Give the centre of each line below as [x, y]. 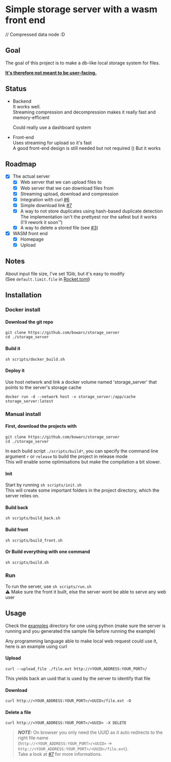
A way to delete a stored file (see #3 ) [59, 227]
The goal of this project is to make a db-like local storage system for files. [83, 63]
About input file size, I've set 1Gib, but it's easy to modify [65, 273]
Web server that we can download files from [67, 188]
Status [16, 89]
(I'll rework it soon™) [41, 222]
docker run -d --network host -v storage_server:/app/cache [71, 397]
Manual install [23, 414]
